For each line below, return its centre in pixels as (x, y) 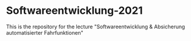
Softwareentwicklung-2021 (74, 11)
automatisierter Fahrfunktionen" (45, 32)
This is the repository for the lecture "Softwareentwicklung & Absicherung (95, 27)
